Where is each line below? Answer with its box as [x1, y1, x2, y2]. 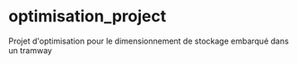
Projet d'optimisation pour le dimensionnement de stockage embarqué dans [8, 36, 289, 46]
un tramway [8, 44, 53, 55]
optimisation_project [8, 6, 167, 27]
